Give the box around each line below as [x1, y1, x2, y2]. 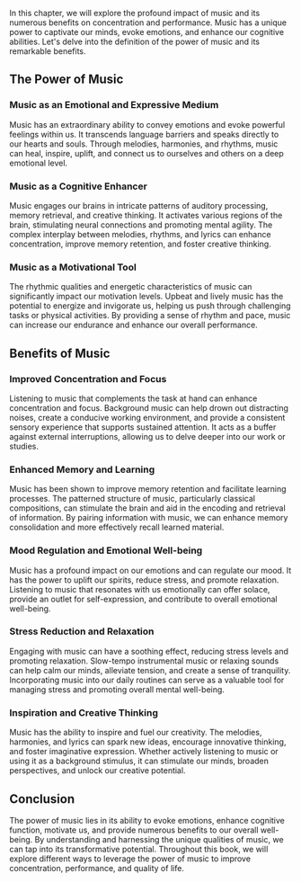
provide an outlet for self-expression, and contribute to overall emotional [9, 593, 278, 604]
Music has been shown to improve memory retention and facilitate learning [9, 484, 287, 494]
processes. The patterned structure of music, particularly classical [9, 494, 256, 504]
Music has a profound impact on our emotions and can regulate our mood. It [9, 565, 292, 575]
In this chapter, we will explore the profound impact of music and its [9, 8, 261, 18]
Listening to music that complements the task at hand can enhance [9, 393, 258, 404]
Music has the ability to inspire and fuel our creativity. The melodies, [9, 727, 262, 738]
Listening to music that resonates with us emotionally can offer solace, [9, 584, 270, 594]
